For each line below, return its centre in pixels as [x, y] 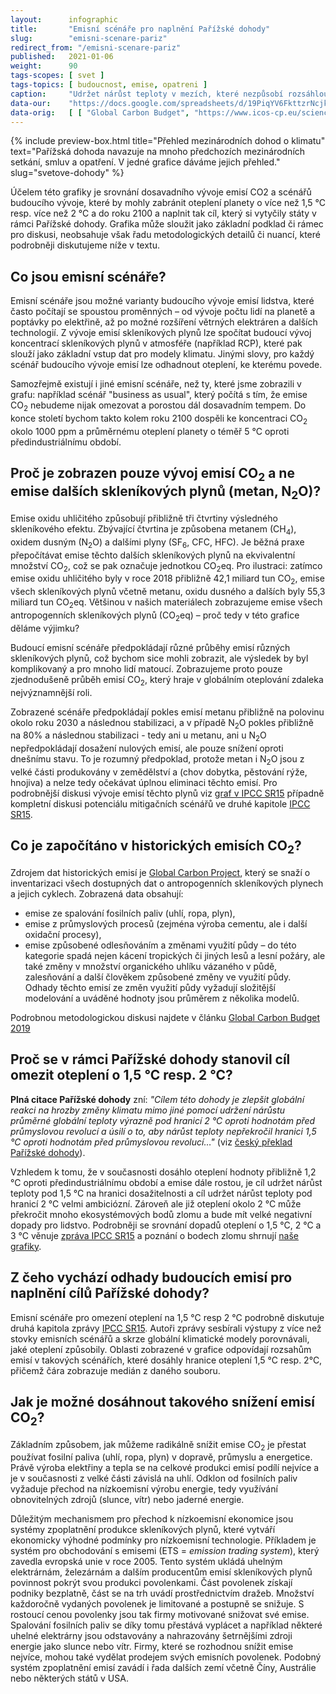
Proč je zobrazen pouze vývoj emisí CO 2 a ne [152, 475]
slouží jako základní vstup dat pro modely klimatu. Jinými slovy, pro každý [162, 354]
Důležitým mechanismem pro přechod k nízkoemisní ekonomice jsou [152, 1519]
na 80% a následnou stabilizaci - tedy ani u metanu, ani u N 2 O [138, 736]
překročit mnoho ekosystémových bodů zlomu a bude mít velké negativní [161, 1214]
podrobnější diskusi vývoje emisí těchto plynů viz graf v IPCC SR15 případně [167, 793]
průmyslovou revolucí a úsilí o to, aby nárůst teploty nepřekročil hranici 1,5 [163, 1131]
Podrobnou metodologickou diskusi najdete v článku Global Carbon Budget [165, 1017]
